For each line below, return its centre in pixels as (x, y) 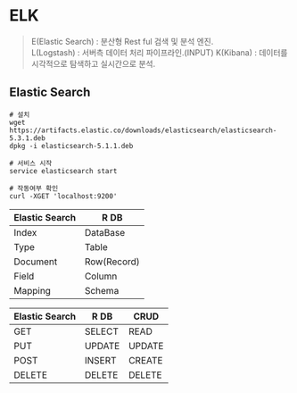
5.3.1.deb (28, 138)
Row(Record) (112, 262)
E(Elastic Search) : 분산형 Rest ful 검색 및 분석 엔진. (122, 41)
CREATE (145, 360)
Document (36, 262)
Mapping (33, 290)
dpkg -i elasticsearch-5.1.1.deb (71, 146)
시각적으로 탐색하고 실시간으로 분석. (93, 63)
